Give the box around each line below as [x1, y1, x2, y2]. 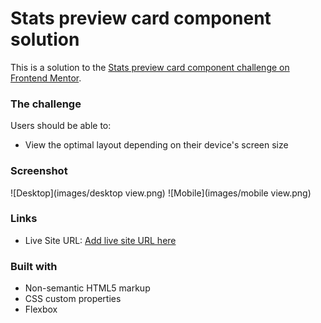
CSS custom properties [24, 293, 122, 305]
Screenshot [10, 164, 68, 178]
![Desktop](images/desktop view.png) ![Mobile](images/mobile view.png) [10, 187, 312, 199]
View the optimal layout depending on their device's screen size [24, 139, 289, 151]
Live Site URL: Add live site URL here [24, 234, 177, 246]
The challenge [10, 97, 82, 111]
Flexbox [24, 303, 58, 316]
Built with [10, 259, 58, 273]
